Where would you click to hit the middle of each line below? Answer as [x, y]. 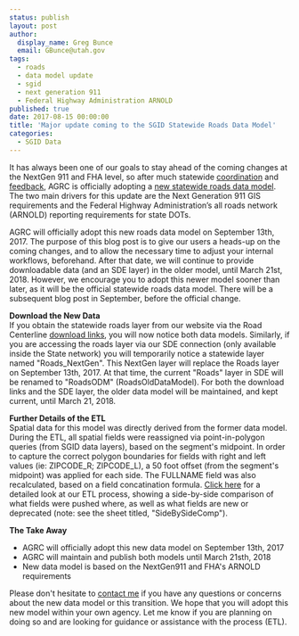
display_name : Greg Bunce [65, 42]
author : [24, 34]
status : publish [39, 17]
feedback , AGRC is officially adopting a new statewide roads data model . [143, 186]
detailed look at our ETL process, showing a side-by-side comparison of [141, 494]
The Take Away [38, 530]
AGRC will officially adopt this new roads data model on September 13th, [142, 232]
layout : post [33, 26]
